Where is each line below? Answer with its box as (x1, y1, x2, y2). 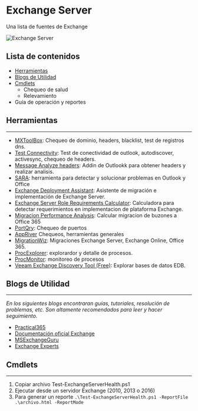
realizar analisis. (14, 168, 54, 175)
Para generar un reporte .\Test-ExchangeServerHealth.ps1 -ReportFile (14, 393, 189, 400)
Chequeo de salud (23, 86, 68, 93)
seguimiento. (6, 313, 38, 320)
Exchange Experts (14, 343, 59, 350)
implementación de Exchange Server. (14, 193, 106, 200)
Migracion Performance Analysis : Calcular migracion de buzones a (14, 211, 177, 218)
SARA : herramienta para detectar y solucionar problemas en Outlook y (14, 174, 186, 181)
